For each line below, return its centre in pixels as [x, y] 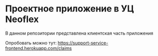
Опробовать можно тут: [31, 42]
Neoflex [22, 19]
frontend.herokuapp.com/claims [38, 48]
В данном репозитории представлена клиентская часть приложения [79, 33]
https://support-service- [83, 42]
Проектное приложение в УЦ [70, 9]
